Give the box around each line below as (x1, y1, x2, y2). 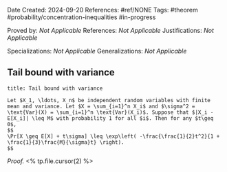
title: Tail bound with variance (7, 85, 103, 92)
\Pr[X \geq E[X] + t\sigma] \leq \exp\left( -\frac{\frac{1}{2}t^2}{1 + (7, 133, 220, 140)
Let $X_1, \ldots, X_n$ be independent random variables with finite (7, 97, 211, 103)
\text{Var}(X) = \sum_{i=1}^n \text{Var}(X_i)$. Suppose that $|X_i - (7, 109, 214, 116)
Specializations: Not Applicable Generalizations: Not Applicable (7, 47, 187, 55)
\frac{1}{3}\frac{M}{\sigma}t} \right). (7, 138, 125, 146)
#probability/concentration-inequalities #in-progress (7, 13, 156, 21)
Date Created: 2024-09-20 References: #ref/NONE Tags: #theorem (7, 6, 198, 14)
